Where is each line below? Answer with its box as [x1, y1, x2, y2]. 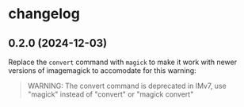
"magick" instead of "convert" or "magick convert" [27, 90, 194, 99]
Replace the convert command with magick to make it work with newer [8, 57, 238, 67]
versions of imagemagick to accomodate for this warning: [8, 66, 196, 75]
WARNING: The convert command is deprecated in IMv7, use [27, 81, 227, 90]
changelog [8, 5, 81, 23]
